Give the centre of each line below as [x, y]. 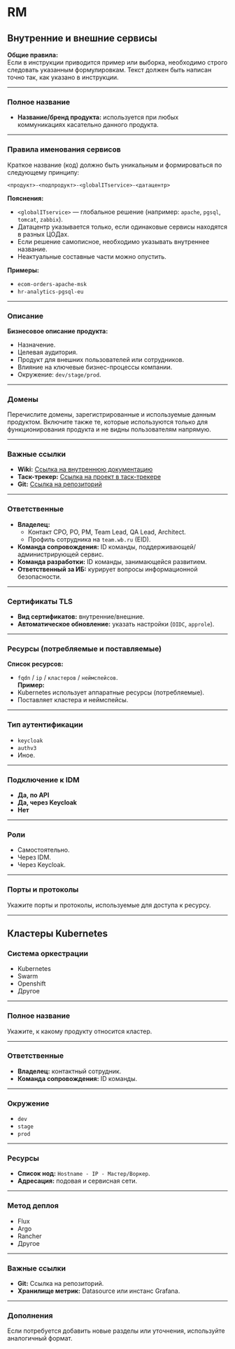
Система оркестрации [48, 953]
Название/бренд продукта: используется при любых [98, 117]
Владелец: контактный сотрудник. [69, 1071]
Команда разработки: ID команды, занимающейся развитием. [112, 561]
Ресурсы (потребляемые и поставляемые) [85, 649]
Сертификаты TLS [40, 601]
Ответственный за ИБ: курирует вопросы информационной [107, 569]
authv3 [27, 748]
